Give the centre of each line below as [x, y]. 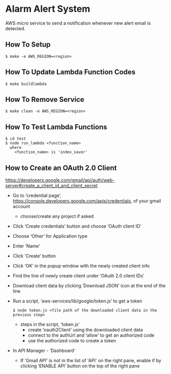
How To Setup [28, 45]
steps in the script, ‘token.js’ [50, 324]
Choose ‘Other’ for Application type [50, 236]
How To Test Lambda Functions [56, 127]
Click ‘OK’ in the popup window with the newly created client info [81, 266]
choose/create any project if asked [57, 216]
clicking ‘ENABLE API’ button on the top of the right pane [80, 366]
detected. [15, 28]
